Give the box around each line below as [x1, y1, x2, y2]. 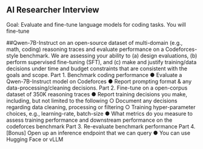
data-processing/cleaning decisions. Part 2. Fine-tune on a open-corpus [6, 84, 188, 91]
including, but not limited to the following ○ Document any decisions [6, 97, 178, 104]
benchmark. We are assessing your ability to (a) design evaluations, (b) [19, 51, 198, 59]
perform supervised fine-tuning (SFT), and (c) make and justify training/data [6, 58, 197, 65]
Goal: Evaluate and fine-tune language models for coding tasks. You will [6, 21, 186, 28]
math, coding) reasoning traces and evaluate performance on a [6, 45, 164, 53]
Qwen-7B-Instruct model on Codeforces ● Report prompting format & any [6, 78, 192, 85]
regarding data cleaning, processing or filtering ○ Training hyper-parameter [6, 103, 196, 111]
